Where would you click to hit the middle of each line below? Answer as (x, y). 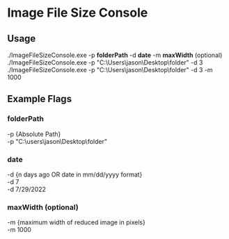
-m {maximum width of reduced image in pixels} (77, 222)
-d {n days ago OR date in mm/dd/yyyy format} (75, 174)
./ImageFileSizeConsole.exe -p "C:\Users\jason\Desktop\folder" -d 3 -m (110, 70)
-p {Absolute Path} (34, 134)
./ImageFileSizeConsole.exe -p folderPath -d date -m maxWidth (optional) (115, 55)
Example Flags (39, 99)
